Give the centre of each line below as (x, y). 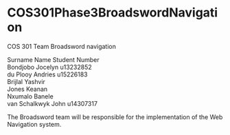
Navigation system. (34, 124)
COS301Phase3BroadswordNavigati (113, 13)
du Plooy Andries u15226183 (47, 74)
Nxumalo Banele (30, 96)
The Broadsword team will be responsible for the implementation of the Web (115, 117)
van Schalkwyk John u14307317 (53, 103)
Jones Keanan (27, 89)
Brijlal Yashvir (26, 81)
